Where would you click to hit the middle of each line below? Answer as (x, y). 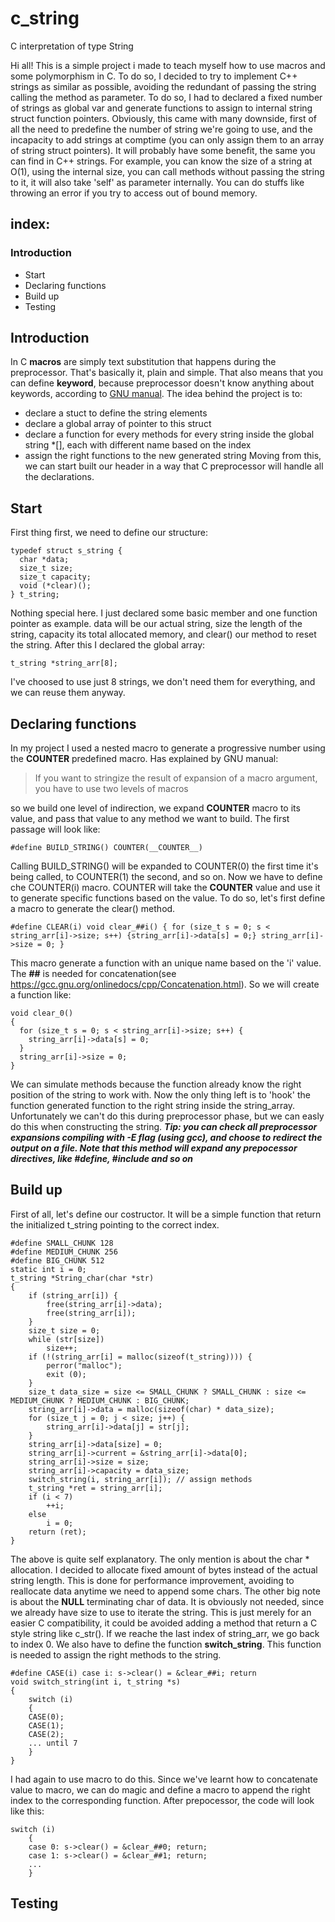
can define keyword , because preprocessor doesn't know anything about (162, 383)
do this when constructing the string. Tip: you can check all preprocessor (164, 1127)
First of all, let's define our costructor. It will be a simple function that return (166, 1214)
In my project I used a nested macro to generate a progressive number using (168, 748)
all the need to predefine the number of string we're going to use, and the (161, 129)
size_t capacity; (55, 577)
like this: (27, 1811)
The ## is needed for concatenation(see (93, 974)
